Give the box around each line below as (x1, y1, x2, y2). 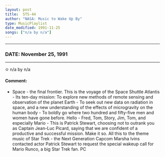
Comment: (5, 78, 27, 83)
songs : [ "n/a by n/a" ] (5, 30, 52, 35)
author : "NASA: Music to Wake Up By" (5, 16, 82, 21)
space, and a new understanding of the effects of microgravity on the (12, 104, 153, 110)
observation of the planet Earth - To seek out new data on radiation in (12, 99, 153, 105)
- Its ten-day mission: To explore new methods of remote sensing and (12, 94, 154, 100)
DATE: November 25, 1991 (5, 51, 68, 57)
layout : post (5, 7, 32, 12)
